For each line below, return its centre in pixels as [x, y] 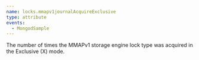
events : [16, 23]
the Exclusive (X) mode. [35, 52]
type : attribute [26, 17]
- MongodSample [30, 28]
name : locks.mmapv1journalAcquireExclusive [61, 12]
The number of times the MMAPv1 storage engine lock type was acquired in [99, 45]
